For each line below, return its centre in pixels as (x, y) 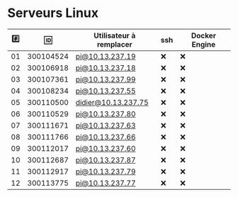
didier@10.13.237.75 (112, 102)
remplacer (114, 44)
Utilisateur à (115, 35)
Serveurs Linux (53, 13)
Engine (204, 44)
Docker (203, 35)
